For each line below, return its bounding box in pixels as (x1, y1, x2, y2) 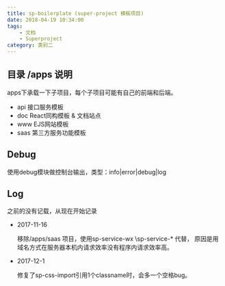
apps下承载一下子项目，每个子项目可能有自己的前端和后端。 (7, 88, 177, 96)
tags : (7, 23, 23, 29)
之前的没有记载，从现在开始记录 (7, 207, 97, 216)
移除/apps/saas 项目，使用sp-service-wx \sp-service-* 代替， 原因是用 (16, 235, 219, 243)
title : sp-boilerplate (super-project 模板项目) (7, 10, 144, 17)
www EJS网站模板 (16, 120, 69, 128)
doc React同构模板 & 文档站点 (16, 111, 101, 120)
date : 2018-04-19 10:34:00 (7, 16, 84, 23)
